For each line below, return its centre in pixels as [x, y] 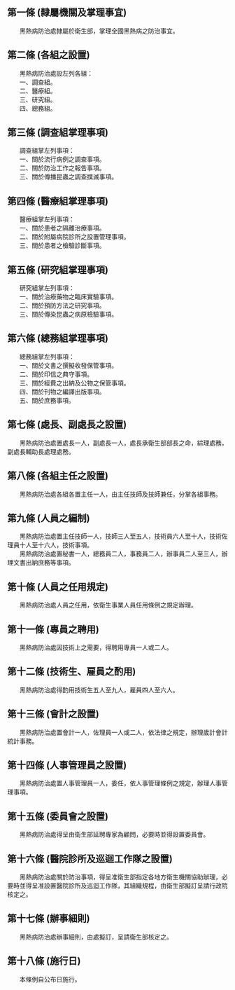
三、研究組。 [38, 99]
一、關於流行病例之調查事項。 [62, 159]
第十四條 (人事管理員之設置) [67, 765]
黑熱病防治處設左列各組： [56, 73]
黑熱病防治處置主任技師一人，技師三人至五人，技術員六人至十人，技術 [120, 536]
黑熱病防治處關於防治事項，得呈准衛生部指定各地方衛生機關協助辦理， [120, 877]
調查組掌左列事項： [47, 151]
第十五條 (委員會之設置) [58, 816]
